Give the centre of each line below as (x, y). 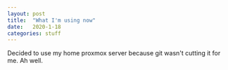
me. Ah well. (25, 61)
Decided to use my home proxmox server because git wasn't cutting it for (114, 53)
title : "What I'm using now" (52, 20)
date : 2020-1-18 (34, 27)
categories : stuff (34, 33)
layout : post (26, 14)
